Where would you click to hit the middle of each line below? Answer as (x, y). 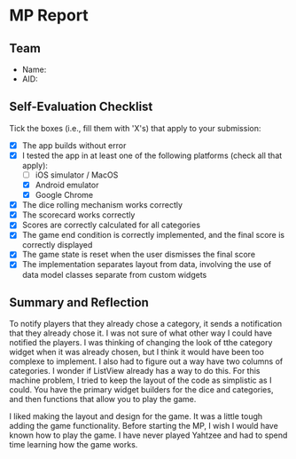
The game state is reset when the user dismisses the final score (138, 255)
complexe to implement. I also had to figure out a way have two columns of (146, 361)
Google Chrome (64, 195)
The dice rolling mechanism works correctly (102, 205)
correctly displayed (57, 245)
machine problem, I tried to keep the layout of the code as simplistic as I (140, 380)
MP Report (49, 16)
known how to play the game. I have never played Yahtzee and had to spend (148, 435)
